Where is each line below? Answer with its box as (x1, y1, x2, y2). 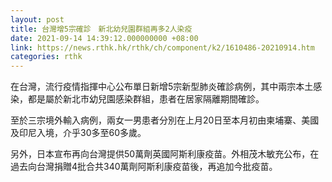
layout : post (10, 14, 65, 25)
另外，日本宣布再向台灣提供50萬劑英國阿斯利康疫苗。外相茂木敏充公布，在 (10, 148, 320, 160)
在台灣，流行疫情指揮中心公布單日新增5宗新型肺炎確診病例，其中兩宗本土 (10, 81, 314, 93)
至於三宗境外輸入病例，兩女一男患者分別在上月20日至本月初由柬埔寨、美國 (10, 114, 320, 126)
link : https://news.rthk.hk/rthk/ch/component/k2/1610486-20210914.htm (10, 42, 315, 53)
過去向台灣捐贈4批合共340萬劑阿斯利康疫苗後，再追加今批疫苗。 (10, 161, 278, 173)
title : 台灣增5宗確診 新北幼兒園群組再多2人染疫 (10, 24, 193, 34)
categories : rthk (10, 52, 83, 62)
